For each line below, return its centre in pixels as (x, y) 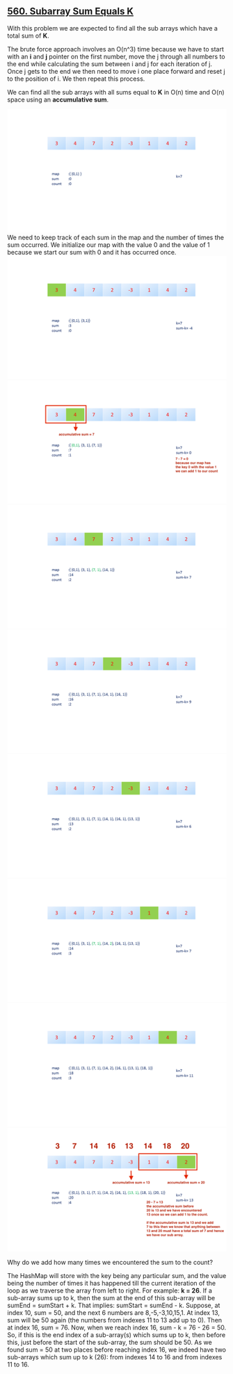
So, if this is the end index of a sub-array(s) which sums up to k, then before (116, 1335)
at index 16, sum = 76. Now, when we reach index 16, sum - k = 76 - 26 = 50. (117, 1327)
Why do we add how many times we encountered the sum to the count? (110, 1263)
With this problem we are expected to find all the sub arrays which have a (112, 28)
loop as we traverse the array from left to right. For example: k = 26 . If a (110, 1291)
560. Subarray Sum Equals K (71, 11)
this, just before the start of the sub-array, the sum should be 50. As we (110, 1343)
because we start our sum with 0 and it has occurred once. (92, 253)
